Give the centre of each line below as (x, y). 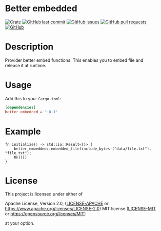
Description (29, 47)
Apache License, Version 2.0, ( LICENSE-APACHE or (57, 204)
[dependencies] (20, 107)
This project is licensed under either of (44, 194)
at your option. (20, 223)
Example (23, 131)
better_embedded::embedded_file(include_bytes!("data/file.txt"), (83, 149)
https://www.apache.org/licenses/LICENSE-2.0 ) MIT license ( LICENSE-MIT (80, 209)
